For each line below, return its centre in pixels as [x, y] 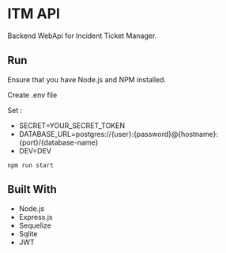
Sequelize [35, 225]
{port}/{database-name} [58, 142]
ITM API [34, 14]
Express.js [36, 217]
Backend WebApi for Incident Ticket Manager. [82, 36]
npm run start [31, 165]
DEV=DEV [35, 150]
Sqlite [28, 233]
